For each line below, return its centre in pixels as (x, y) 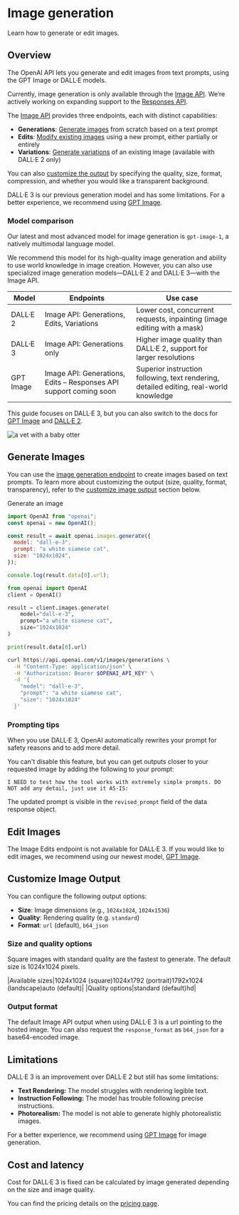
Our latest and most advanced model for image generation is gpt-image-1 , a (118, 236)
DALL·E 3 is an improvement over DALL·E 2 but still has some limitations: (113, 1077)
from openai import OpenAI (47, 588)
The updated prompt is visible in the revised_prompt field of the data (107, 802)
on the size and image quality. (51, 1190)
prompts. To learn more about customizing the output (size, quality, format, (117, 482)
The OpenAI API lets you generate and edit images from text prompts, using (118, 72)
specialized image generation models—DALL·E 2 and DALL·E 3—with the (114, 273)
